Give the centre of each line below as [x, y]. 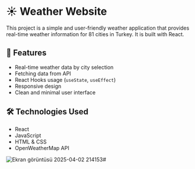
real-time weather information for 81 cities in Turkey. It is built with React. [95, 34]
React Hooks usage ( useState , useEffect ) [65, 79]
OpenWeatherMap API [42, 148]
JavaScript [28, 135]
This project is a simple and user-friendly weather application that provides [98, 28]
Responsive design [38, 86]
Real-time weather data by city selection [64, 67]
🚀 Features [26, 53]
